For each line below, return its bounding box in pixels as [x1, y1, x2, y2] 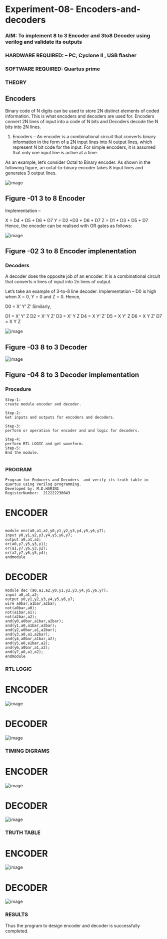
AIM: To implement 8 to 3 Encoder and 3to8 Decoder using [5, 32, 150, 39]
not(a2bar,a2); [5, 614, 37, 619]
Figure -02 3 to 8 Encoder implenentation [5, 247, 136, 255]
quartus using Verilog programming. [5, 481, 81, 487]
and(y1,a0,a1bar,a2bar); [5, 623, 57, 628]
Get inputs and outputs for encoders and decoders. [5, 414, 115, 420]
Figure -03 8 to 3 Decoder [5, 343, 87, 351]
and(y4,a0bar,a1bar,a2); [5, 636, 57, 641]
